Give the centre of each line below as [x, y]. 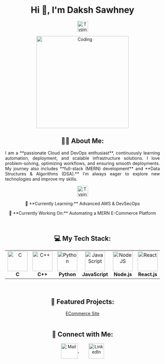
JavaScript [95, 274]
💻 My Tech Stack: [82, 238]
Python [67, 274]
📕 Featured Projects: [82, 302]
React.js [148, 274]
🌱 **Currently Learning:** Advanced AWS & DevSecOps [82, 203]
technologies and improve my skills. [41, 179]
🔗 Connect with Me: [82, 334]
